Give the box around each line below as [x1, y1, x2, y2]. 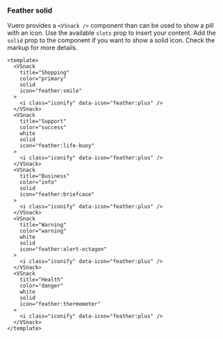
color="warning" [19, 228, 67, 235]
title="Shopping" [19, 69, 70, 77]
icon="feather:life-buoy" [19, 142, 95, 150]
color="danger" [19, 283, 64, 290]
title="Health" [19, 276, 64, 283]
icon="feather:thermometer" [19, 301, 101, 308]
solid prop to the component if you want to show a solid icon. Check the [7, 36, 215, 45]
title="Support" [19, 118, 67, 125]
